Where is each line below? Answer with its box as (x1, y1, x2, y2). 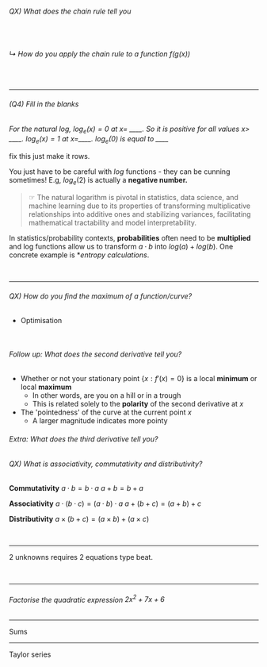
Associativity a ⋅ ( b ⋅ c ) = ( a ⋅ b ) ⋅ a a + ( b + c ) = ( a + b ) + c (9, 499, 201, 508)
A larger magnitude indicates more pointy (32, 416, 169, 426)
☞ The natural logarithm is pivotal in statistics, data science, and (28, 193, 238, 202)
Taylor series (9, 650, 51, 659)
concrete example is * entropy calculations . (9, 250, 150, 260)
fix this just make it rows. (9, 152, 90, 161)
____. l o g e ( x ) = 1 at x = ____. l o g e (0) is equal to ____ (9, 134, 169, 146)
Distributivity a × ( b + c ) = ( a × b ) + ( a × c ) (9, 515, 150, 524)
